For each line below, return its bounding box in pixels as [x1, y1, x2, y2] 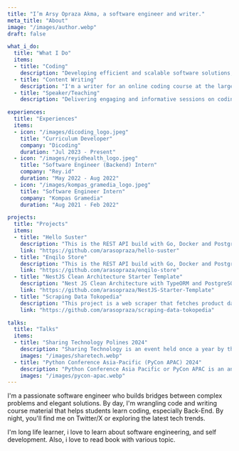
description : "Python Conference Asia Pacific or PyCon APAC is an [20, 365, 224, 373]
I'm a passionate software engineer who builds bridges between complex [7, 391, 223, 400]
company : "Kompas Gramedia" [20, 195, 103, 202]
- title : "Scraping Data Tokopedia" [14, 293, 122, 300]
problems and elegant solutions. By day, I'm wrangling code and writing [7, 399, 218, 408]
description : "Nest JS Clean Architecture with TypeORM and [20, 280, 202, 288]
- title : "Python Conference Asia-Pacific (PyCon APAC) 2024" [14, 359, 202, 366]
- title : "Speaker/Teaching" [14, 89, 100, 97]
